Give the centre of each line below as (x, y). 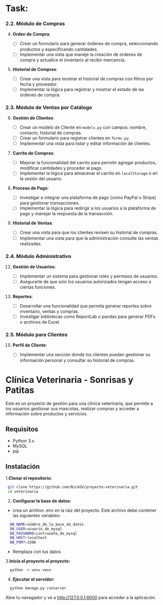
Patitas (20, 390)
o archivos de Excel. (40, 322)
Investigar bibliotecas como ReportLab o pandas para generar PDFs (88, 317)
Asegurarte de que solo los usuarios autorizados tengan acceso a (86, 281)
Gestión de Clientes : (33, 118)
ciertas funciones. (38, 287)
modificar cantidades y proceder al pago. (61, 168)
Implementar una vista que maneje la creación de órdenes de (81, 54)
